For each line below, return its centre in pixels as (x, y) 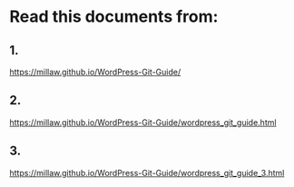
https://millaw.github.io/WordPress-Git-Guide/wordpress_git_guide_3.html (147, 172)
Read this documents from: (114, 17)
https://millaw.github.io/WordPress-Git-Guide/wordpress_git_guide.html (143, 122)
